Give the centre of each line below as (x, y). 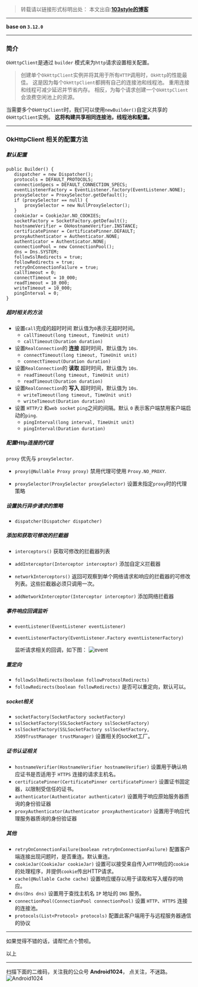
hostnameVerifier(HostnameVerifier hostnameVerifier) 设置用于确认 (98, 767)
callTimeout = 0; (35, 273)
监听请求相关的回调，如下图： (51, 650)
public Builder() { (30, 170)
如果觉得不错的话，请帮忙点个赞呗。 (50, 941)
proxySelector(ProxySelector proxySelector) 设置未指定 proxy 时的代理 (101, 484)
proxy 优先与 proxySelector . (40, 459)
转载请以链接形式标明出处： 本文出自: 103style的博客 (85, 9)
